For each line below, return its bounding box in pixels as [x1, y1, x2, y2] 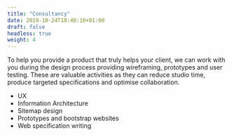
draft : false [7, 23, 46, 30]
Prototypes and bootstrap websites [17, 114, 119, 123]
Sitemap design [17, 107, 63, 115]
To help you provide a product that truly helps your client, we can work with [7, 56, 226, 64]
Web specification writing [17, 122, 92, 130]
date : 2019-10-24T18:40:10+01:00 [7, 17, 105, 24]
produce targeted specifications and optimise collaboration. [7, 78, 180, 86]
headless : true [7, 30, 52, 37]
